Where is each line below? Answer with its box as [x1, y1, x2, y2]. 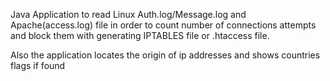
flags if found [10, 60, 66, 71]
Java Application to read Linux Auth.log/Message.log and [10, 9, 247, 20]
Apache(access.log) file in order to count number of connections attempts [10, 19, 317, 31]
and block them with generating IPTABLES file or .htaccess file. [10, 30, 270, 41]
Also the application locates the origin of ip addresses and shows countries [10, 49, 321, 61]
